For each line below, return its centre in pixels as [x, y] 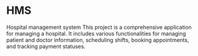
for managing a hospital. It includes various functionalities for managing [96, 33]
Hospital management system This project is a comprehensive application [99, 27]
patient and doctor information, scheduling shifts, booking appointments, [98, 40]
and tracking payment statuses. [46, 46]
